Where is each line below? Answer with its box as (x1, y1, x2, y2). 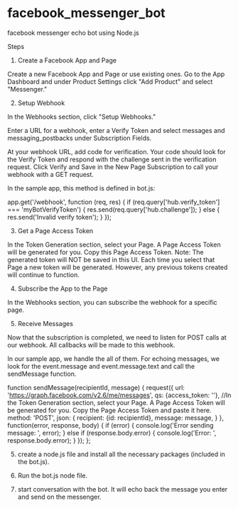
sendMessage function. (7, 369, 77, 378)
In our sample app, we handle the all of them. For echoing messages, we (7, 354, 220, 363)
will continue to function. (7, 270, 80, 279)
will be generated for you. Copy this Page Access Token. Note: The (7, 247, 204, 256)
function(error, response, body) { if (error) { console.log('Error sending (7, 421, 215, 429)
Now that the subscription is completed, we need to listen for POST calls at (7, 333, 227, 342)
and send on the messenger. (17, 492, 102, 501)
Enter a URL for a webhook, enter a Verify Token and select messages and (7, 126, 225, 134)
